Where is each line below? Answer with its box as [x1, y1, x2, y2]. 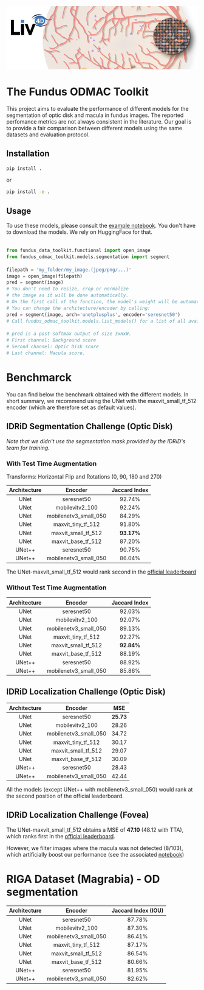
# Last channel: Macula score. [6, 350, 86, 356]
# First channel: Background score [6, 337, 97, 343]
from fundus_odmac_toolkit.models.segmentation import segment [6, 253, 170, 260]
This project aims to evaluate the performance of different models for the [6, 105, 189, 112]
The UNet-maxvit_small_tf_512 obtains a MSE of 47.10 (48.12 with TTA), [6, 826, 184, 834]
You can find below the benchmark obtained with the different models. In [6, 390, 189, 398]
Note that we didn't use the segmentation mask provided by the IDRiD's [6, 437, 186, 444]
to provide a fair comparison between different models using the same [6, 124, 183, 132]
